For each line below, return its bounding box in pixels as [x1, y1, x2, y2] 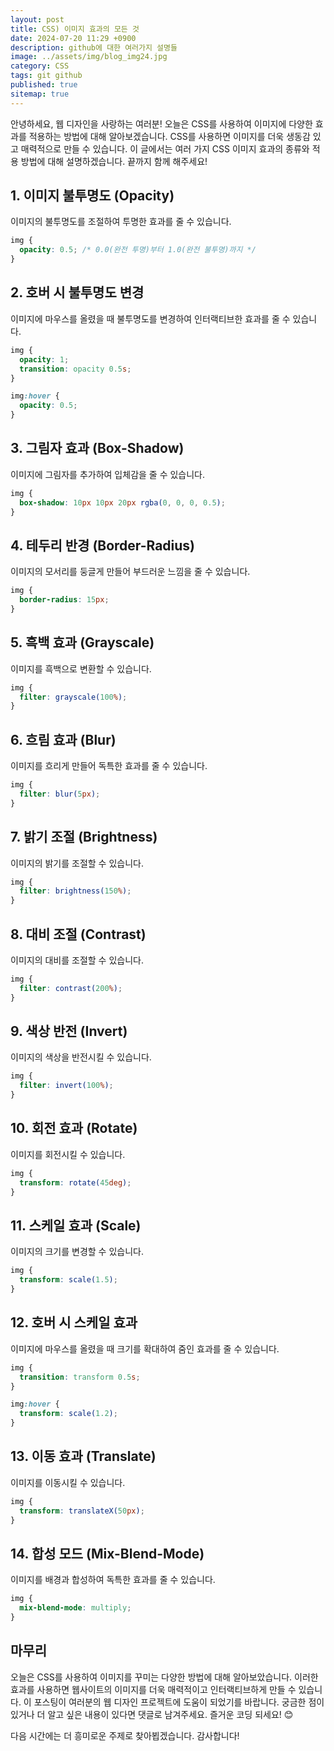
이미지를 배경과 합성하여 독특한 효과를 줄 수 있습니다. [10, 1574, 216, 1586]
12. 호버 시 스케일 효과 [10, 1314, 138, 1331]
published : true [10, 80, 78, 90]
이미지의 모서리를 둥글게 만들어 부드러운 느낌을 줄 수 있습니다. [10, 566, 251, 578]
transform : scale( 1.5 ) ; [19, 1275, 118, 1285]
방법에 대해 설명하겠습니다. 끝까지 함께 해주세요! [20, 155, 208, 167]
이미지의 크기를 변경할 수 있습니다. [10, 1246, 144, 1258]
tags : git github [10, 71, 83, 81]
